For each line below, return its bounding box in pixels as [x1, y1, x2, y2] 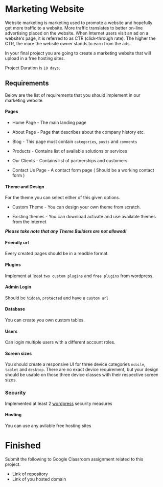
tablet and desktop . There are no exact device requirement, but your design [5, 367, 159, 372]
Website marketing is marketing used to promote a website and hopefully [5, 20, 153, 26]
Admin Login [5, 284, 32, 290]
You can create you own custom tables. [5, 317, 85, 323]
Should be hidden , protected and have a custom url [5, 295, 109, 301]
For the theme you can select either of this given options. [5, 195, 120, 201]
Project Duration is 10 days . [5, 65, 60, 71]
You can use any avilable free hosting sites [5, 423, 92, 429]
